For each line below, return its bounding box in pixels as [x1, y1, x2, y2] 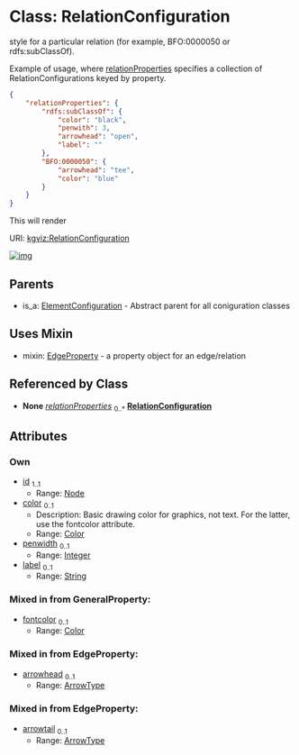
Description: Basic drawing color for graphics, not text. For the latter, [35, 509, 291, 520]
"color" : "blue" [57, 174, 119, 183]
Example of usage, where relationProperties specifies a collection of [9, 63, 263, 74]
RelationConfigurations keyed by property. [9, 72, 167, 83]
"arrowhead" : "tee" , [57, 165, 135, 175]
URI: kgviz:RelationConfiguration [9, 232, 131, 244]
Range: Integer [35, 550, 92, 560]
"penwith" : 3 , [57, 123, 111, 132]
